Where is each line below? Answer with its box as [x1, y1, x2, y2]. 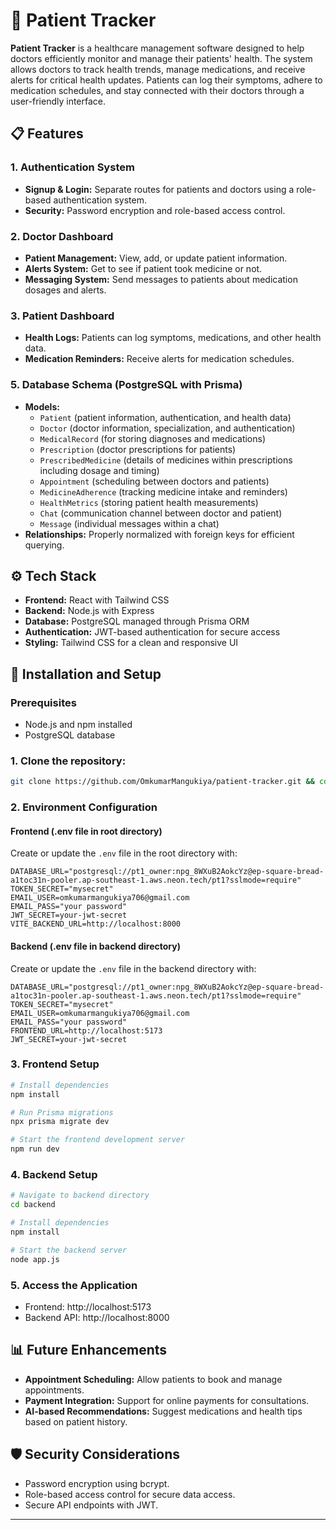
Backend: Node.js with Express [24, 605, 155, 617]
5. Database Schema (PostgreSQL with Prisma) [10, 378, 243, 392]
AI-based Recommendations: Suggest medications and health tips [24, 1405, 303, 1417]
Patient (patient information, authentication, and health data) [39, 411, 292, 423]
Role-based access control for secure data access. [24, 1488, 236, 1500]
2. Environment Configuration [10, 800, 158, 814]
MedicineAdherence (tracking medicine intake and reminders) [39, 485, 288, 498]
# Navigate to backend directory [10, 1190, 150, 1201]
